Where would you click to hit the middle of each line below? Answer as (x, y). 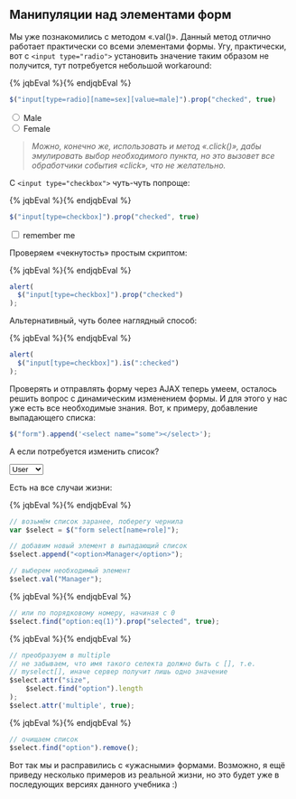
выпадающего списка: (53, 417)
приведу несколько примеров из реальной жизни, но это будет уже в (144, 775)
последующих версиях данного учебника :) (93, 784)
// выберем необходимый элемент (70, 571)
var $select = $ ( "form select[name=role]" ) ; (94, 530)
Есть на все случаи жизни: (61, 488)
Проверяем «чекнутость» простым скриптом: (98, 253)
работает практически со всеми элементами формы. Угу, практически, (148, 46)
